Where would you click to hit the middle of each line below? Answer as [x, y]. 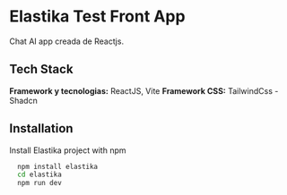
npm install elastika [58, 166]
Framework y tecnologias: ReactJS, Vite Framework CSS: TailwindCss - [144, 90]
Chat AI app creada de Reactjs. [66, 41]
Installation [41, 128]
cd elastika [40, 175]
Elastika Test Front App [97, 17]
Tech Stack [41, 69]
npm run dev [40, 183]
